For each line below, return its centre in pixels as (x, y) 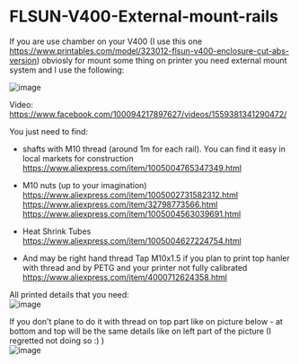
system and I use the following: (67, 70)
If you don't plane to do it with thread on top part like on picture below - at (146, 321)
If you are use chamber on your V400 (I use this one (106, 41)
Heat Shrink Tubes (57, 231)
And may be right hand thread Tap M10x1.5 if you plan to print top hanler (156, 258)
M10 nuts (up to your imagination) (84, 185)
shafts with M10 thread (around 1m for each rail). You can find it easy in (154, 149)
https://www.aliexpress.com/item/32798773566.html (120, 204)
